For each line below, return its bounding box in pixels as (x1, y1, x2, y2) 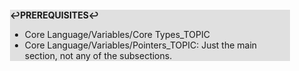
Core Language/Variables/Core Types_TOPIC (24, 29, 210, 40)
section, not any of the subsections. (24, 50, 173, 61)
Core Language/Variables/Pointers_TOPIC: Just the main (24, 39, 258, 51)
